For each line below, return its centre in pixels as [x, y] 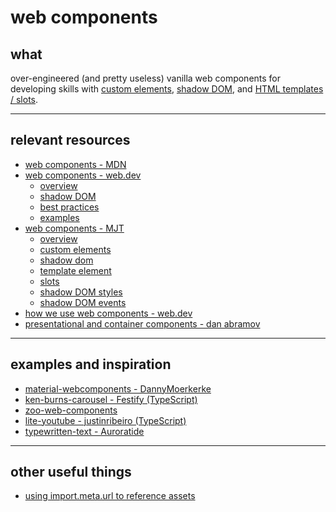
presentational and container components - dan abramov [142, 323]
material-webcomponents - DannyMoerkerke [118, 388]
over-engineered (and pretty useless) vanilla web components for [146, 78]
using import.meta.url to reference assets [110, 496]
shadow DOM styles [81, 292]
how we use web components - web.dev [108, 313]
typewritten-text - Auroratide [84, 431]
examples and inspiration [91, 364]
